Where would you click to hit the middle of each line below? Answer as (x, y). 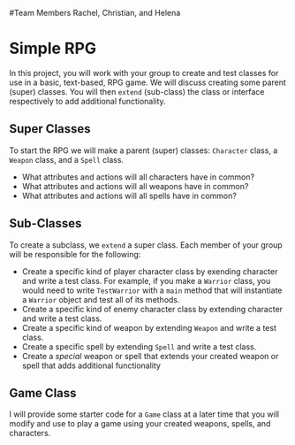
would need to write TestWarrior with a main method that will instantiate (152, 290)
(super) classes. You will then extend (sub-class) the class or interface (137, 91)
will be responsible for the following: (75, 254)
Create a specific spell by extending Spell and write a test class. (139, 346)
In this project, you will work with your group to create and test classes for (144, 73)
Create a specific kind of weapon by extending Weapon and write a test (149, 327)
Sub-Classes (45, 223)
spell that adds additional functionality (91, 365)
